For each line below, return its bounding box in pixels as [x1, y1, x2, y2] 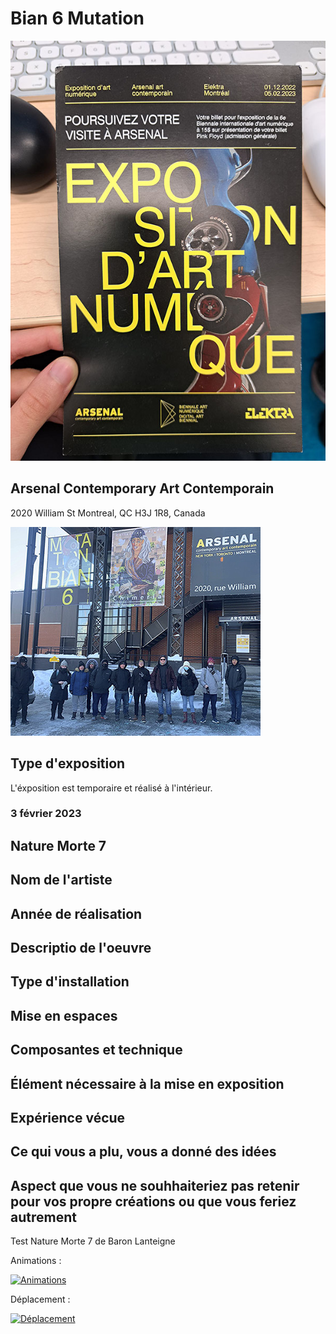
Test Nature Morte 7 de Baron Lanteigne [10, 1235, 176, 1247]
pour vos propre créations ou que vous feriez [10, 1193, 297, 1210]
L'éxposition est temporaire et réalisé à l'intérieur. [10, 782, 213, 794]
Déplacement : [10, 1293, 71, 1306]
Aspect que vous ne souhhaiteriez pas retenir [10, 1177, 300, 1194]
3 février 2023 [10, 807, 82, 821]
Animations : [10, 1255, 62, 1267]
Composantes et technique [10, 1042, 183, 1059]
